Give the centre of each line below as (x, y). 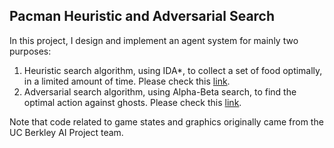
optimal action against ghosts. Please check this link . (132, 102)
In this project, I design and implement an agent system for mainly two (154, 40)
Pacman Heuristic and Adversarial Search (142, 16)
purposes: (30, 51)
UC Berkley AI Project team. (66, 132)
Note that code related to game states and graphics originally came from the (166, 121)
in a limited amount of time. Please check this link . (127, 81)
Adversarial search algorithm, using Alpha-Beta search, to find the (160, 91)
